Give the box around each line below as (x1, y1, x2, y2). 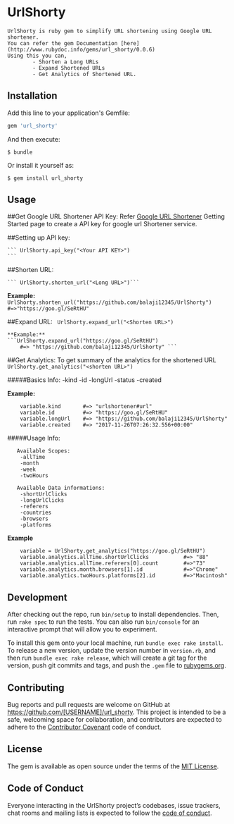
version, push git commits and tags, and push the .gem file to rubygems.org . (7, 661, 227, 670)
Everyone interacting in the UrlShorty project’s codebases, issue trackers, (7, 801, 221, 809)
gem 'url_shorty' (7, 122, 58, 129)
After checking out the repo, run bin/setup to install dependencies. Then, (7, 610, 219, 619)
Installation (7, 90, 58, 102)
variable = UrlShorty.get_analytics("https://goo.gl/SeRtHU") (20, 548, 206, 555)
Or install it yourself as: (7, 161, 74, 169)
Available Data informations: (16, 484, 105, 492)
